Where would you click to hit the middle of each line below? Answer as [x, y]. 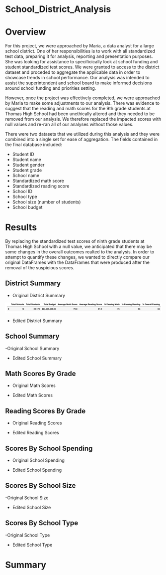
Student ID [23, 154]
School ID [22, 192]
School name [26, 176]
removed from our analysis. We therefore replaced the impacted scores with [83, 119]
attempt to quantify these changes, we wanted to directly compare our [78, 257]
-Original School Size [27, 498]
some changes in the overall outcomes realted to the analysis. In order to [80, 252]
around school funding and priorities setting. [51, 88]
